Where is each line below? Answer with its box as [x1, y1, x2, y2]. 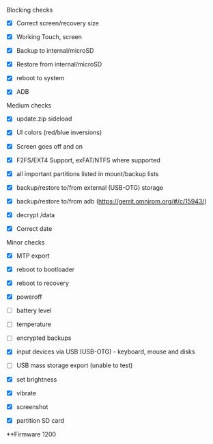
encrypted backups [16, 334, 72, 342]
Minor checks [6, 238, 45, 246]
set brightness [16, 375, 57, 383]
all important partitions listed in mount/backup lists [16, 169, 159, 177]
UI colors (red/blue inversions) [16, 128, 102, 136]
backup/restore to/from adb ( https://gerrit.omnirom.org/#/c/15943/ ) [16, 197, 208, 205]
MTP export [16, 251, 50, 260]
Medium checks [6, 101, 52, 110]
